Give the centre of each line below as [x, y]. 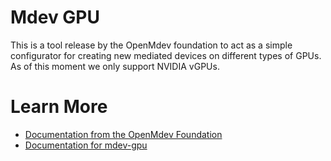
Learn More [59, 107]
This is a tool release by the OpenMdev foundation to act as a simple [151, 45]
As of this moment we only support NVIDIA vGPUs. [115, 66]
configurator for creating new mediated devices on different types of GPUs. [166, 55]
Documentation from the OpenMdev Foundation [123, 134]
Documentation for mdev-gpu [86, 145]
